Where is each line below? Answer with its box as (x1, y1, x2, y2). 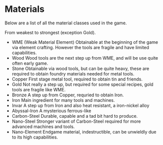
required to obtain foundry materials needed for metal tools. (11, 71, 135, 76)
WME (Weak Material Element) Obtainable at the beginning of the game (11, 39, 159, 45)
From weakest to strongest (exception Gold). (4, 29, 96, 35)
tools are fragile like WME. (11, 86, 66, 92)
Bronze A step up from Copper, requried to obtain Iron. (11, 92, 124, 98)
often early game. (11, 60, 48, 66)
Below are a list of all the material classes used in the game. (4, 20, 127, 26)
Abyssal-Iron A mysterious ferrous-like (11, 108, 91, 114)
